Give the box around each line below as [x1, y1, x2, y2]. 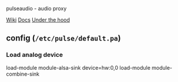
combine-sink [6, 70, 40, 77]
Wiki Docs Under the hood [6, 16, 70, 23]
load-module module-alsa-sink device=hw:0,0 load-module [6, 64, 151, 71]
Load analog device [6, 51, 63, 59]
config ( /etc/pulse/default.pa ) [6, 33, 122, 43]
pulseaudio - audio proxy [6, 5, 67, 12]
